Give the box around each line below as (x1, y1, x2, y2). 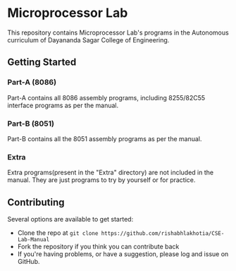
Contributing (7, 196, 65, 208)
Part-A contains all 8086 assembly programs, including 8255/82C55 (7, 93, 206, 102)
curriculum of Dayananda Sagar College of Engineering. (7, 35, 170, 44)
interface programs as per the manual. (7, 101, 119, 109)
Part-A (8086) (7, 78, 57, 88)
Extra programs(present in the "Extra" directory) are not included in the (7, 168, 213, 177)
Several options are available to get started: (7, 215, 134, 224)
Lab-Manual (17, 236, 50, 243)
